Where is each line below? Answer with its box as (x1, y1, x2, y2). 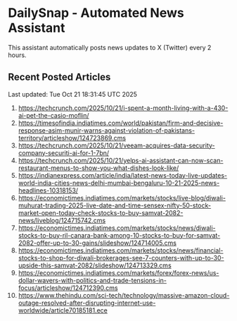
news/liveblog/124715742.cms (18, 216, 106, 224)
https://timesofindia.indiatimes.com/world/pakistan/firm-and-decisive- (18, 119, 224, 127)
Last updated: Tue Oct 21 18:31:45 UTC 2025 (8, 90, 138, 98)
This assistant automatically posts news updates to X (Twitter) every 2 (8, 43, 212, 52)
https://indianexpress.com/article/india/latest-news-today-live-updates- (18, 171, 228, 179)
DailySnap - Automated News (8, 5, 185, 21)
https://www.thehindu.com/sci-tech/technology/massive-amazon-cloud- (18, 291, 230, 299)
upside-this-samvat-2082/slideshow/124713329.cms (18, 261, 172, 269)
